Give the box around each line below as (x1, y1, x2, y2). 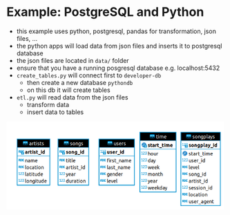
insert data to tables (26, 108, 84, 116)
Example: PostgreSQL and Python (6, 4, 204, 20)
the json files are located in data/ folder (16, 56, 129, 64)
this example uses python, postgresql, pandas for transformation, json (16, 27, 217, 35)
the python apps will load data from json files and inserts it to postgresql (16, 41, 222, 50)
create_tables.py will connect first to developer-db (16, 71, 162, 80)
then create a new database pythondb (26, 78, 133, 86)
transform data (26, 100, 70, 109)
